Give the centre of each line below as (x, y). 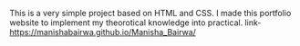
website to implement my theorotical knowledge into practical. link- (135, 23)
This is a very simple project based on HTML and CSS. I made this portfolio (150, 13)
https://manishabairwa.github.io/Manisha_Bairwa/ (103, 32)
